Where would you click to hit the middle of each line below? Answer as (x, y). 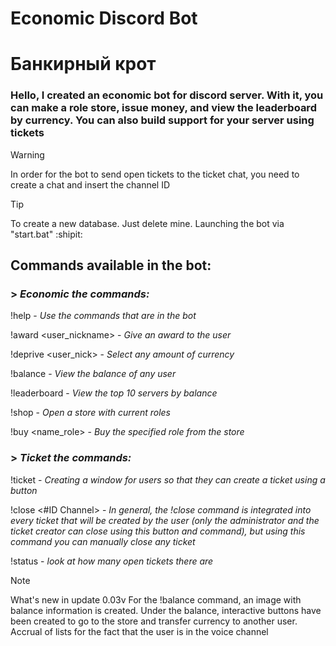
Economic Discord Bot (104, 18)
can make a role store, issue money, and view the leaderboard (163, 108)
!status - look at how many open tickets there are (112, 561)
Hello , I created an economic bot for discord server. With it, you (167, 95)
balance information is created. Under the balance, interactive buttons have (166, 610)
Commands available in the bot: (111, 265)
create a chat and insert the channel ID (90, 184)
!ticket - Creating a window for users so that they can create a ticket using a (168, 479)
